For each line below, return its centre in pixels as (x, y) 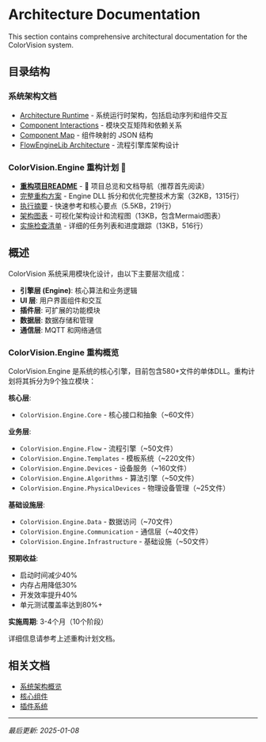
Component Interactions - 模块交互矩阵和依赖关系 (101, 125)
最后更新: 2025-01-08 (44, 730)
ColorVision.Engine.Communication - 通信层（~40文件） (111, 531)
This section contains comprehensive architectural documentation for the (128, 36)
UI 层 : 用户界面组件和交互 (61, 300)
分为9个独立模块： (66, 381)
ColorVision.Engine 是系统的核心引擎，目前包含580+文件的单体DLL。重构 (128, 371)
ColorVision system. (41, 44)
